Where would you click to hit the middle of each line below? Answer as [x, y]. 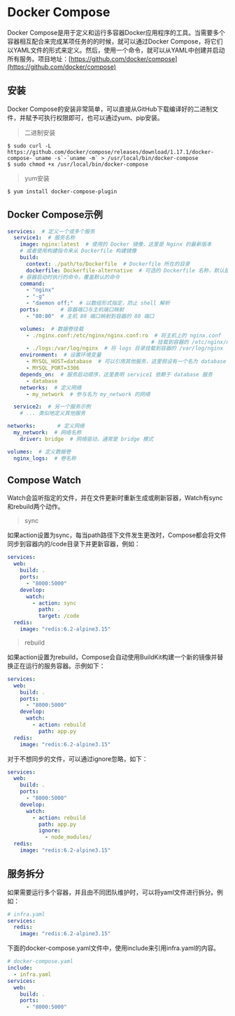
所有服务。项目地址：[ [39, 59]
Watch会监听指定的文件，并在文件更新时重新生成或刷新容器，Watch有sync [115, 498]
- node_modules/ [68, 837]
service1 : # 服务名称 [44, 238]
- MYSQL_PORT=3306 [52, 368]
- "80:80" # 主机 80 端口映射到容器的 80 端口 [90, 316]
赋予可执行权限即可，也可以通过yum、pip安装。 [94, 117]
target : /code [59, 616]
